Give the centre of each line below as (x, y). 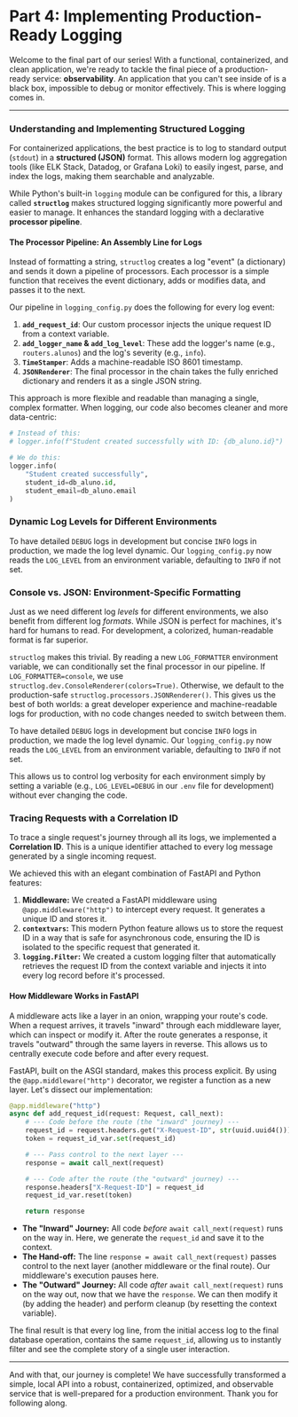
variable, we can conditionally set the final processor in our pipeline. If (137, 666)
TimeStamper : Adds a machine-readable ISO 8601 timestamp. (133, 362)
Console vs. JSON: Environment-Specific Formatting (125, 592)
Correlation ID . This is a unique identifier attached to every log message (141, 847)
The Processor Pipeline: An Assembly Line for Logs (106, 242)
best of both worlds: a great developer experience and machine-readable (143, 705)
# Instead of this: (45, 433)
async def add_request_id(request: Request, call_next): (117, 1114)
